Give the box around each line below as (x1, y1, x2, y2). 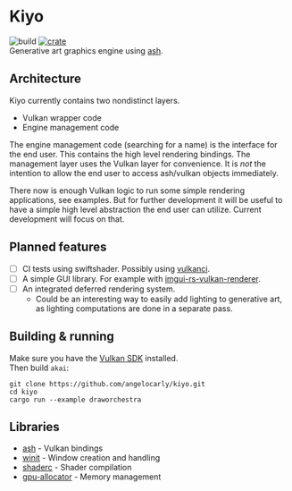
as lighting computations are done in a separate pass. (35, 302, 234, 314)
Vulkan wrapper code (21, 112, 103, 123)
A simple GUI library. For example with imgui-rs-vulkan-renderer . (21, 273, 261, 284)
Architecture (9, 72, 82, 87)
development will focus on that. (9, 213, 125, 224)
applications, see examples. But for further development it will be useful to (9, 194, 283, 205)
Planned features (9, 240, 107, 255)
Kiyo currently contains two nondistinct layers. (9, 95, 180, 106)
